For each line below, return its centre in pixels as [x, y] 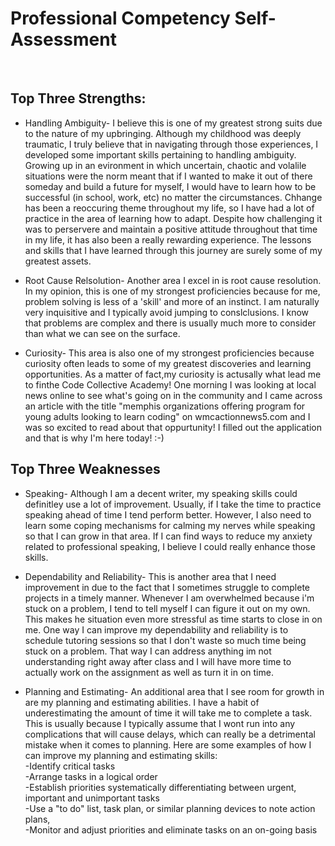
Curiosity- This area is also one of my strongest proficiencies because [169, 353]
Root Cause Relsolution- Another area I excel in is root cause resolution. [173, 280]
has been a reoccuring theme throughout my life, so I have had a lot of [169, 208]
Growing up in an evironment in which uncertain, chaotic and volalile [165, 165]
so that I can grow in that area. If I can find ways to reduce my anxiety [168, 536]
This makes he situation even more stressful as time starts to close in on [173, 619]
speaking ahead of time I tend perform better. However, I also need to [168, 514]
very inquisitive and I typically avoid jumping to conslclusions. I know [167, 312]
